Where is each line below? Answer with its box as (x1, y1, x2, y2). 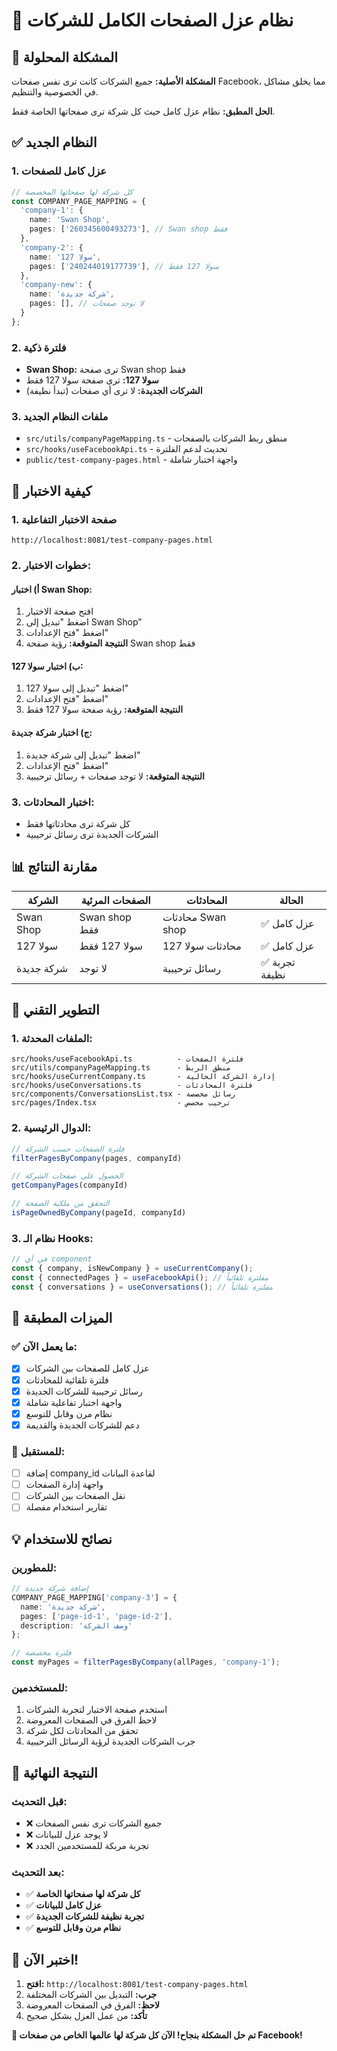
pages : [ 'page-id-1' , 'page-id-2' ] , (20, 1611, 173, 1621)
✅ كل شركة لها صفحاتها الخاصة (25, 1888, 141, 1900)
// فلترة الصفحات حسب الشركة (11, 1144, 125, 1154)
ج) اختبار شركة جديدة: (11, 727, 93, 739)
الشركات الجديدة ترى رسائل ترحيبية (25, 828, 159, 840)
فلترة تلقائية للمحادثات (25, 1374, 109, 1386)
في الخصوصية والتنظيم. (11, 86, 99, 98)
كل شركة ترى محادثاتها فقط (25, 817, 131, 829)
